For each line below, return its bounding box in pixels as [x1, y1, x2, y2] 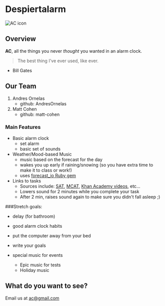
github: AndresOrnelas [19, 100, 66, 106]
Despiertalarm [5, 4, 66, 15]
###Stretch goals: [5, 203, 42, 209]
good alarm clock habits [12, 223, 62, 229]
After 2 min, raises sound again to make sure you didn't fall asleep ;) [19, 194, 160, 200]
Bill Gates [12, 67, 32, 73]
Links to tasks [12, 178, 41, 184]
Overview [5, 35, 36, 43]
